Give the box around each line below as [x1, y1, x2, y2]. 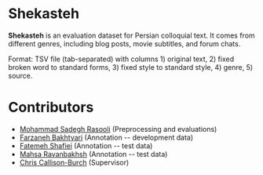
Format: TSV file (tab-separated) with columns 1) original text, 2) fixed [8, 54, 234, 64]
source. [8, 71, 33, 80]
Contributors [8, 99, 94, 116]
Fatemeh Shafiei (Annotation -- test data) [19, 140, 153, 150]
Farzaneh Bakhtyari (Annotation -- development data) [19, 133, 194, 142]
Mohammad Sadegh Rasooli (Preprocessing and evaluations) [19, 124, 217, 133]
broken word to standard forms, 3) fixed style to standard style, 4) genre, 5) [8, 62, 254, 71]
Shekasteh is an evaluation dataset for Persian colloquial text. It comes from [8, 31, 255, 40]
